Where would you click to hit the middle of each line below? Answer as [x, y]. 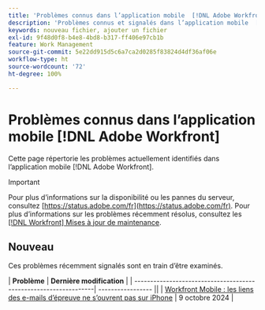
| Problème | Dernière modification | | [70, 281]
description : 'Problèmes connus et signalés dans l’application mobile [128, 23]
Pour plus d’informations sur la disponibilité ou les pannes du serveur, [121, 197]
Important [24, 182]
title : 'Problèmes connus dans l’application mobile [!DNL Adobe [119, 15]
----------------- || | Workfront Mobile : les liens [176, 290]
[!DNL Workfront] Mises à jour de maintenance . [85, 222]
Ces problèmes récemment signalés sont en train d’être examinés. [116, 266]
